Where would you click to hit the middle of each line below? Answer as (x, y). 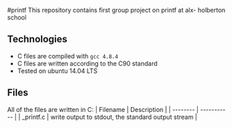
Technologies (38, 39)
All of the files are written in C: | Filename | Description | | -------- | (103, 109)
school (17, 17)
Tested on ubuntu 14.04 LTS (57, 71)
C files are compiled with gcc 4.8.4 (68, 56)
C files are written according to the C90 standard (87, 63)
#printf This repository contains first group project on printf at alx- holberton (116, 10)
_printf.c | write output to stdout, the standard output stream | (110, 117)
